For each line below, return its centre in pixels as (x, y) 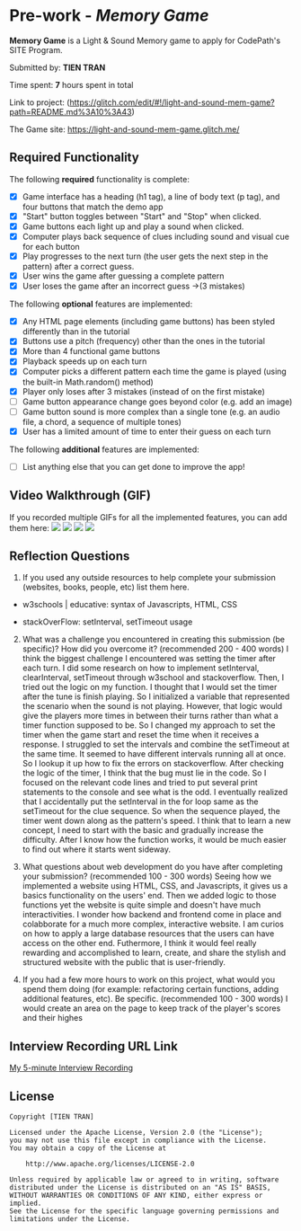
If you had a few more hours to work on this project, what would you (149, 979)
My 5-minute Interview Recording (71, 1068)
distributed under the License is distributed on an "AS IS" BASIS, (140, 1188)
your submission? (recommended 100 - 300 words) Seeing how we (147, 876)
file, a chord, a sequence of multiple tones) (102, 421)
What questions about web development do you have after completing (152, 867)
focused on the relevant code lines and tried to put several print (140, 783)
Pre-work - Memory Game (109, 16)
